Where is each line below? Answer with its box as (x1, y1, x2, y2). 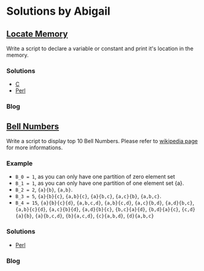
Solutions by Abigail (6, 4, 111, 18)
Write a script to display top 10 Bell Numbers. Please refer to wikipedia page (6, 138, 198, 145)
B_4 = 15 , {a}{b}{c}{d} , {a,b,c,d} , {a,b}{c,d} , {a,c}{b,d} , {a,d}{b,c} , (15, 199, 195, 206)
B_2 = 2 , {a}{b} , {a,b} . (15, 186, 73, 193)
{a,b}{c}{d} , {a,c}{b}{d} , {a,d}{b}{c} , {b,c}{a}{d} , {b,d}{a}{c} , (15, 206, 181, 213)
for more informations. (6, 144, 63, 151)
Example (6, 159, 33, 168)
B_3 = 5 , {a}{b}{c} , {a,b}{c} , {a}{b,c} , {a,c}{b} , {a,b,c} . (15, 193, 162, 200)
